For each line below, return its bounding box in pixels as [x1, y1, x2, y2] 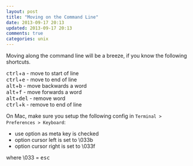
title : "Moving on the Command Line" [6, 14, 99, 20]
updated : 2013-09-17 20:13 [6, 25, 72, 31]
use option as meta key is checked [14, 130, 99, 137]
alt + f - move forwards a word [6, 89, 82, 95]
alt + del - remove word [6, 95, 66, 102]
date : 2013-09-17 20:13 [6, 19, 65, 25]
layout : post [6, 8, 38, 15]
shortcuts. [6, 58, 31, 65]
